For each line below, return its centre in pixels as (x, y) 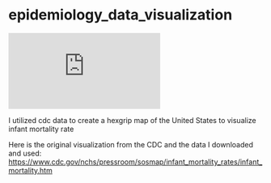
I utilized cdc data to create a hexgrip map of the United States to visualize (132, 120)
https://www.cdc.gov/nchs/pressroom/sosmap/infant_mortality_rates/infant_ (135, 162)
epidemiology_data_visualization (121, 15)
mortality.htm (30, 170)
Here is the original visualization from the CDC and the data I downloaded (131, 144)
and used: (25, 153)
